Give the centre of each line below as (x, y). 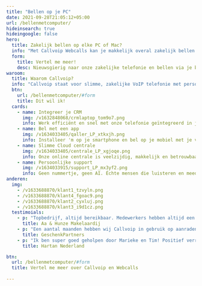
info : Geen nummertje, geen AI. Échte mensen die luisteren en (103, 174)
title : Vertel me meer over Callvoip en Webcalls (75, 268)
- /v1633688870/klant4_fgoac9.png (60, 195)
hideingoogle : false (32, 34)
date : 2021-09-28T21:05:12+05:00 (48, 17)
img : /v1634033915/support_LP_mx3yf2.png (75, 168)
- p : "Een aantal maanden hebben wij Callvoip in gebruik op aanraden (107, 229)
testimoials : (28, 213)
